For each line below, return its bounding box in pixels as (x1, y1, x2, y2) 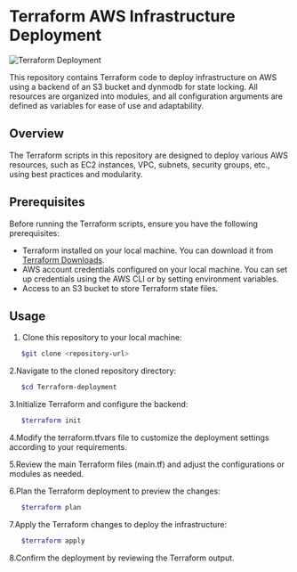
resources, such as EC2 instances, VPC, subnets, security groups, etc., (9, 159, 270, 170)
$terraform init (20, 416, 82, 425)
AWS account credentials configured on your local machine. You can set (21, 264, 288, 274)
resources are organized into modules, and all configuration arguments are (9, 91, 283, 102)
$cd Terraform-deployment (20, 383, 117, 392)
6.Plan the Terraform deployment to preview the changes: (9, 486, 221, 496)
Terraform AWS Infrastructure (9, 6, 236, 27)
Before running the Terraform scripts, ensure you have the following (9, 218, 258, 229)
